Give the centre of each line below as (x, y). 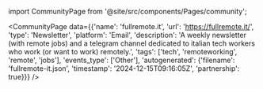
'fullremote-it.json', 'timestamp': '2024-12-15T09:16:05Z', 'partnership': (124, 69)
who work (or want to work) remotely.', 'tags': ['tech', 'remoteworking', (123, 52)
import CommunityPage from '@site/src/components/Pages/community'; (128, 11)
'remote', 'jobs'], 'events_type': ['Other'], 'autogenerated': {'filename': (122, 60)
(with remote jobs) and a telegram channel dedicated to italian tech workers (132, 43)
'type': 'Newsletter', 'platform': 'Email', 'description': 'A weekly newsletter (128, 35)
